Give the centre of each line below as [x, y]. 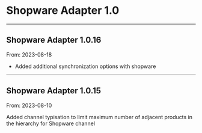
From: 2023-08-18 [29, 54]
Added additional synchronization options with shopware [85, 66]
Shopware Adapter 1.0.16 [54, 40]
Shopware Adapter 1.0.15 [54, 91]
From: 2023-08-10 [29, 105]
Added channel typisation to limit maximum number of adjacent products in [99, 117]
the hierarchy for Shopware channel [50, 123]
